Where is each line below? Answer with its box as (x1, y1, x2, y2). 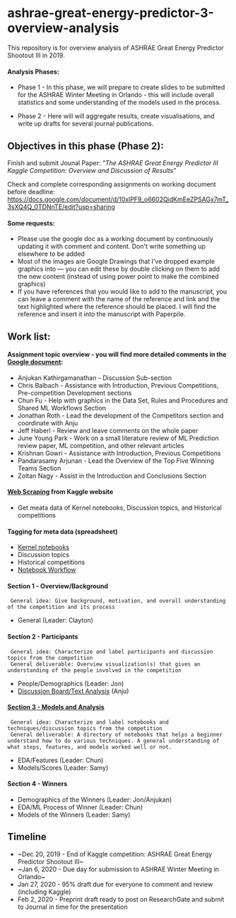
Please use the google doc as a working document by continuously (17, 235, 213, 243)
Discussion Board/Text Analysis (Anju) (17, 686, 129, 695)
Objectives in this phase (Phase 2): (7, 140, 164, 152)
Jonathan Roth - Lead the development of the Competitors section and (17, 411, 224, 420)
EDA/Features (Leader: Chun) (17, 756, 104, 764)
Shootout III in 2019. (7, 51, 65, 60)
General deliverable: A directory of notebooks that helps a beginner (10, 731, 223, 738)
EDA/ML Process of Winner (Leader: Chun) (17, 802, 143, 811)
